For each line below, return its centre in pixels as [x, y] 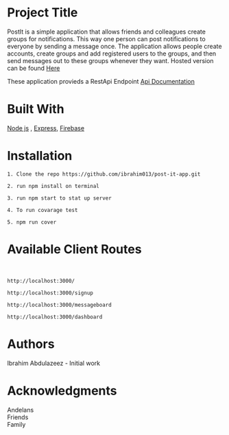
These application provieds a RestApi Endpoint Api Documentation [101, 81]
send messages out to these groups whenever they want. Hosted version [110, 60]
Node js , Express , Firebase [46, 128]
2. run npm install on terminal [53, 186]
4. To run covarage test [43, 210]
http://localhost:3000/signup [50, 293]
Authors [31, 344]
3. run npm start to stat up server [59, 198]
